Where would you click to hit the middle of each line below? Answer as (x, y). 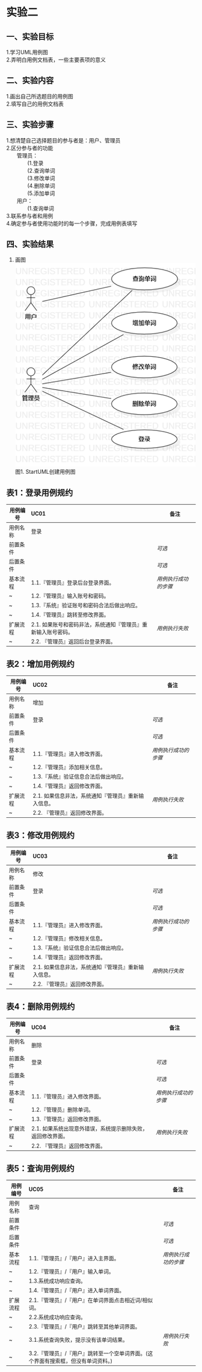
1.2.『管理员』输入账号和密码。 (70, 596)
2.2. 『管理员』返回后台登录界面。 (73, 641)
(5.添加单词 (41, 193)
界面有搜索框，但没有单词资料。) (73, 1361)
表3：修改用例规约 (41, 835)
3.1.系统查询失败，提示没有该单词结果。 (78, 1340)
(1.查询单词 (41, 208)
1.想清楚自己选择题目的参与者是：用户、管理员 (63, 140)
